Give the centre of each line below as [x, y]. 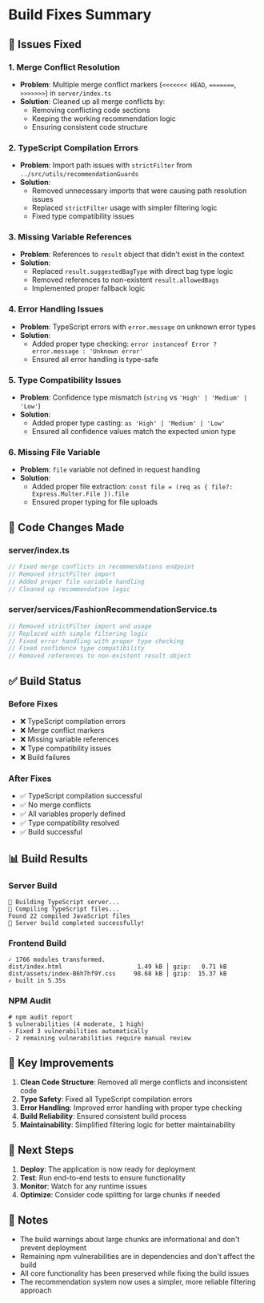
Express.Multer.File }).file [80, 494]
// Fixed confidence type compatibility [77, 649]
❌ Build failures [45, 757]
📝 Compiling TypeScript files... [64, 909]
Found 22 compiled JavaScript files [69, 916]
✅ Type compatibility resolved [70, 823]
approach [36, 1290]
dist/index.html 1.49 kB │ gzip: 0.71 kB [118, 967]
